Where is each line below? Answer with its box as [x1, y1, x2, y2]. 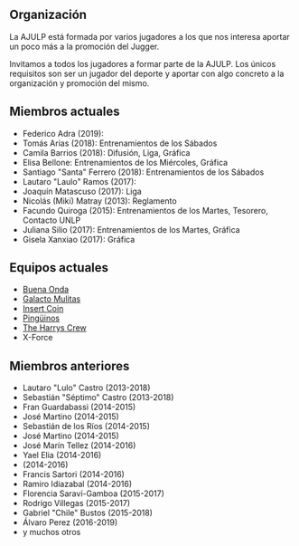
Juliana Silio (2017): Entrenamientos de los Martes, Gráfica [22, 224, 241, 235]
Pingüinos [22, 312, 61, 324]
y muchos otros [22, 527, 81, 538]
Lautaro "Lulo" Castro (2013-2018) [22, 382, 151, 393]
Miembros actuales [9, 104, 120, 120]
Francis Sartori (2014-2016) [22, 469, 125, 480]
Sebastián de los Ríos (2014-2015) [22, 421, 151, 432]
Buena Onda [22, 284, 70, 295]
